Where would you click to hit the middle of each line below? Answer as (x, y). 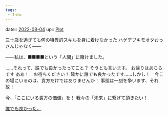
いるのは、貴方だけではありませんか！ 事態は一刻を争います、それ (89, 80)
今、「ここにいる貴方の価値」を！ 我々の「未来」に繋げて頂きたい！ (77, 98)
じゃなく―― (28, 46)
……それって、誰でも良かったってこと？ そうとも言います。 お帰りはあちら (84, 68)
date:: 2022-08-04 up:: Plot (35, 29)
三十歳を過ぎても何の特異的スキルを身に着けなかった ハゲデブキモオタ (80, 40)
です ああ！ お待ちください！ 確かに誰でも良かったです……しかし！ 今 (82, 74)
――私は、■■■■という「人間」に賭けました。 (56, 57)
